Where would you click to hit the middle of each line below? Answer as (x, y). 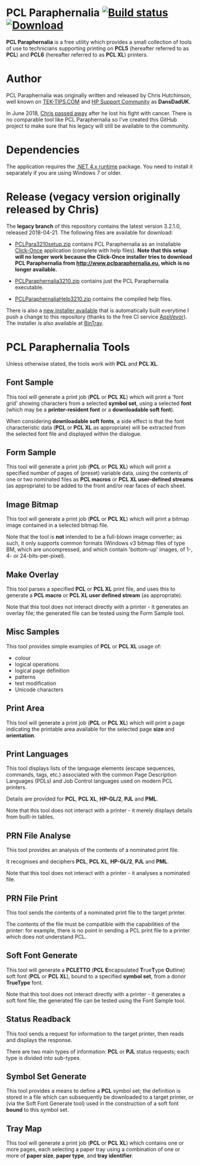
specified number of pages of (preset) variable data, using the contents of (97, 473)
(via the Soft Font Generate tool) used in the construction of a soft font (92, 1104)
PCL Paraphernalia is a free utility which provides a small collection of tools (99, 42)
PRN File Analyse (39, 835)
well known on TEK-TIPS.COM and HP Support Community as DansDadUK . (98, 101)
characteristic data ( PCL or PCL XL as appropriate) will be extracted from (96, 427)
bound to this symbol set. (37, 1110)
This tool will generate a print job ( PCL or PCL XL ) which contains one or (95, 1143)
